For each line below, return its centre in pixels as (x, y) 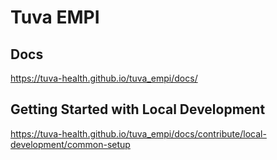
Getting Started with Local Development (138, 109)
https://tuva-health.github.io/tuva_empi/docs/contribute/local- (138, 133)
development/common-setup (70, 144)
